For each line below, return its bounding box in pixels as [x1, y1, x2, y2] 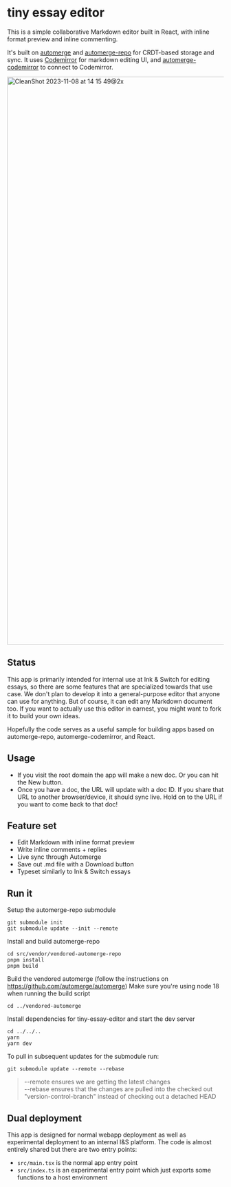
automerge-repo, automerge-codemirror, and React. [7, 732, 155, 740]
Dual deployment [7, 1112, 82, 1124]
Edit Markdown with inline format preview [16, 838, 135, 846]
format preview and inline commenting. [7, 34, 118, 43]
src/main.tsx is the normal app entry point [16, 1159, 138, 1166]
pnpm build [7, 963, 38, 970]
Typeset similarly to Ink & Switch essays [16, 867, 131, 876]
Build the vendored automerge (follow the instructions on [7, 975, 168, 983]
